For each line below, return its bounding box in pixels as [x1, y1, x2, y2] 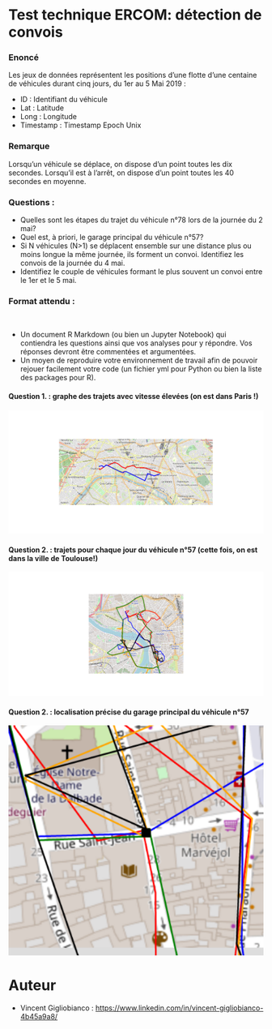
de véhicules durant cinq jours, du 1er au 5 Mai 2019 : [8, 79, 186, 88]
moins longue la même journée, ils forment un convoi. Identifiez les [19, 250, 244, 259]
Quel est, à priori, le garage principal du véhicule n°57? [19, 233, 204, 242]
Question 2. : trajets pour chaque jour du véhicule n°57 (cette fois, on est [8, 545, 258, 555]
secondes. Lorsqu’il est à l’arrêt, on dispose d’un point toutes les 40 [8, 168, 235, 178]
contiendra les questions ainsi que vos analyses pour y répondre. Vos [19, 338, 253, 348]
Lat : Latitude [19, 103, 65, 113]
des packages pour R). [19, 373, 96, 383]
